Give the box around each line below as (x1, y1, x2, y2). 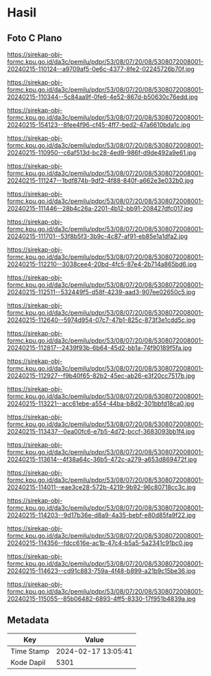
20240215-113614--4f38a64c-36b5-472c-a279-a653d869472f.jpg (7, 455, 197, 463)
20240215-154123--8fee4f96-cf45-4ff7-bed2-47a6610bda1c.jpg (7, 121, 190, 128)
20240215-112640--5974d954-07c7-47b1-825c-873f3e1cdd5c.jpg (7, 316, 196, 324)
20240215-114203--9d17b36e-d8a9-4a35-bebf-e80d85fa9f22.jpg (7, 511, 196, 519)
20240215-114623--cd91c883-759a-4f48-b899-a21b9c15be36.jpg (7, 567, 196, 574)
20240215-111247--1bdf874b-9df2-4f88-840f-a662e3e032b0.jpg (7, 176, 194, 185)
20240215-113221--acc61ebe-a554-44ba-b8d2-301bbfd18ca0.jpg (7, 399, 195, 408)
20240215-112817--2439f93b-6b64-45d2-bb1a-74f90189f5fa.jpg (7, 344, 192, 351)
